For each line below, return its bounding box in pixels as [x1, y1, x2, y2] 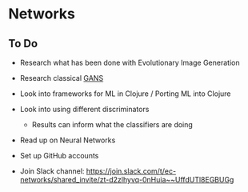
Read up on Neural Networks [19, 135, 116, 145]
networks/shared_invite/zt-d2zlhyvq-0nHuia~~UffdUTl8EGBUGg [19, 175, 234, 184]
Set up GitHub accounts [19, 151, 99, 160]
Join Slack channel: [19, 166, 85, 176]
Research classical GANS [19, 74, 104, 82]
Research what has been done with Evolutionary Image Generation [19, 58, 240, 67]
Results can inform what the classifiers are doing [31, 120, 194, 129]
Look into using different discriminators [19, 105, 150, 114]
